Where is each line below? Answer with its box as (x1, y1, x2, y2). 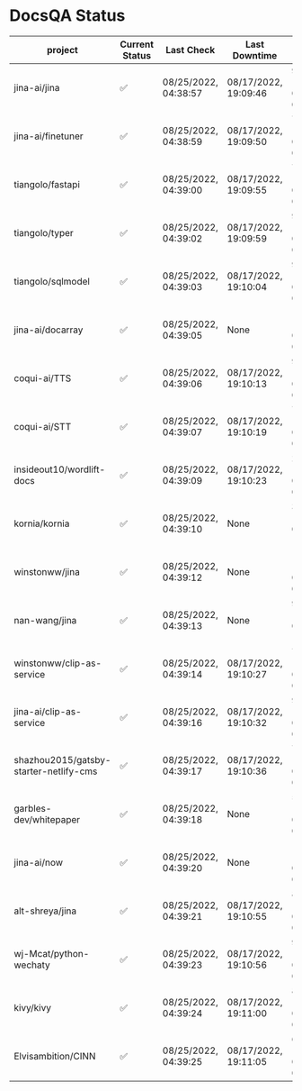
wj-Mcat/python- (13, 947, 90, 959)
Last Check (165, 43, 216, 56)
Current (120, 38, 155, 50)
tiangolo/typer (13, 226, 74, 239)
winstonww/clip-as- (13, 657, 102, 669)
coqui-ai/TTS (13, 371, 72, 384)
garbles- (13, 802, 52, 814)
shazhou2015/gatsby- (13, 753, 111, 766)
